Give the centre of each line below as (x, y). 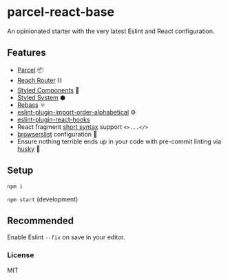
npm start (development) (43, 199)
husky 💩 (29, 148)
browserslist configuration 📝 (57, 134)
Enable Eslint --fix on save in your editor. (66, 237)
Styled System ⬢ (41, 97)
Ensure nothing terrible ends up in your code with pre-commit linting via (119, 141)
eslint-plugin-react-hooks (54, 119)
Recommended (41, 220)
